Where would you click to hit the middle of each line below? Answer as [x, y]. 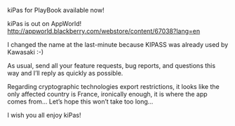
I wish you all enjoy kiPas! [44, 115]
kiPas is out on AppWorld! [45, 23]
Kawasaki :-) [26, 52]
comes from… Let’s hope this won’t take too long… [80, 101]
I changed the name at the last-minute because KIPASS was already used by [118, 44]
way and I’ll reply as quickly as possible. [65, 73]
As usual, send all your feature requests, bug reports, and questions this [112, 65]
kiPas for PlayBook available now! [56, 10]
